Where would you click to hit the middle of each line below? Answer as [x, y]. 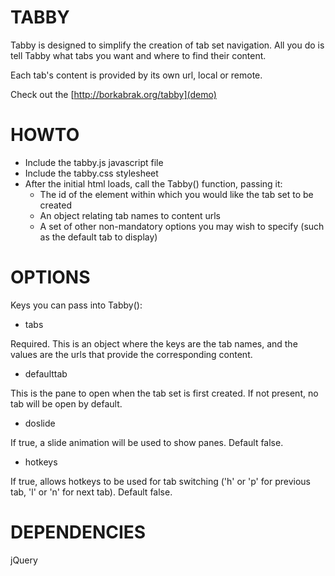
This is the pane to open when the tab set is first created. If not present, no [164, 393]
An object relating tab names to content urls [130, 215]
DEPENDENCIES [78, 532]
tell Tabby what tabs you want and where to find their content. [138, 55]
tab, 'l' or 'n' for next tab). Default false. [91, 492]
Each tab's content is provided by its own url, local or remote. [136, 75]
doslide [40, 423]
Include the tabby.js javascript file [94, 162]
